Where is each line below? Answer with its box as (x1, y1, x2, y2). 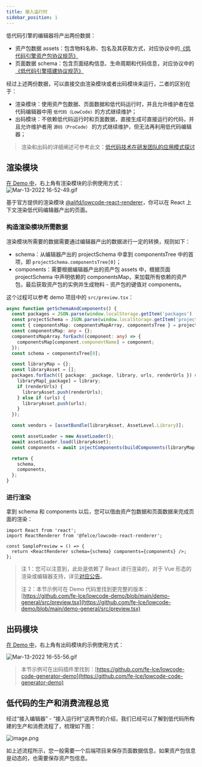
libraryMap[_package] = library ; (17, 378, 101, 384)
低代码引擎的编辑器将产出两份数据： (6, 31, 96, 39)
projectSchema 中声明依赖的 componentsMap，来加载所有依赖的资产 (14, 273, 188, 280)
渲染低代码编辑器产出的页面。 (16, 206, 91, 214)
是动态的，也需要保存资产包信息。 (6, 754, 91, 762)
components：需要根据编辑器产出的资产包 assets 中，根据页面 (14, 266, 171, 273)
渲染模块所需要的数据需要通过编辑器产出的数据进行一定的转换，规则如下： (6, 237, 191, 245)
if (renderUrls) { (17, 383, 63, 389)
